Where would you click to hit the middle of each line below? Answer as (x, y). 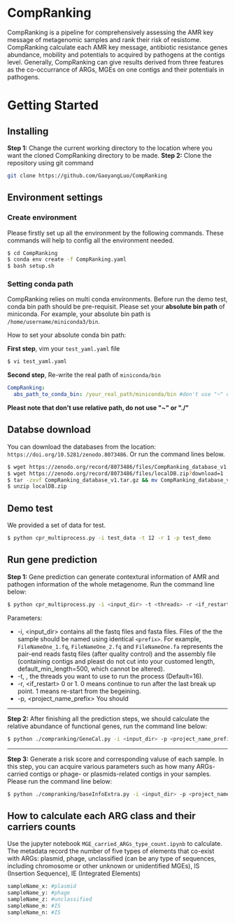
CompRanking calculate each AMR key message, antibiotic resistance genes (117, 47)
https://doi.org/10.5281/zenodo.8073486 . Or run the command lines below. (116, 454)
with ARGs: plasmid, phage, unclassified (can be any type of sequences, (112, 859)
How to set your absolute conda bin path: (67, 335)
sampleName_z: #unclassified (50, 900)
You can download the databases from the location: (81, 446)
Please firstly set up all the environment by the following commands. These (115, 233)
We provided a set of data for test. (57, 525)
